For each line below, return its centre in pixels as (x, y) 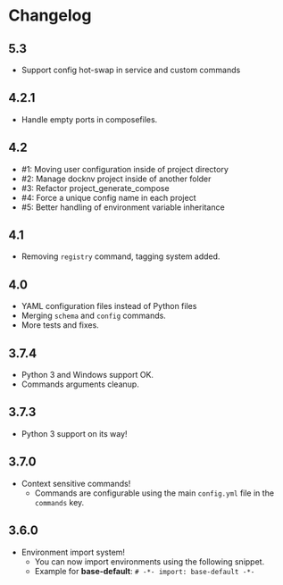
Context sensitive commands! (76, 483)
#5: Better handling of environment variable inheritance (123, 207)
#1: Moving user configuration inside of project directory (125, 169)
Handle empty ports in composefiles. (89, 119)
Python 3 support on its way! (74, 433)
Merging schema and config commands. (93, 316)
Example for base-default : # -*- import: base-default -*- (145, 571)
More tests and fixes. (60, 325)
